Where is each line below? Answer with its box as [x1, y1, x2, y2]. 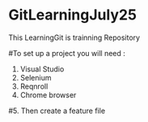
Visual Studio [19, 63, 65, 74]
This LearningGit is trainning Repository [8, 33, 140, 42]
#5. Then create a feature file [8, 106, 106, 115]
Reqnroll [19, 81, 49, 91]
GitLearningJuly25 [8, 6, 137, 24]
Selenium [19, 72, 52, 82]
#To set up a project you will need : [8, 48, 125, 58]
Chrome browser [19, 89, 77, 99]
